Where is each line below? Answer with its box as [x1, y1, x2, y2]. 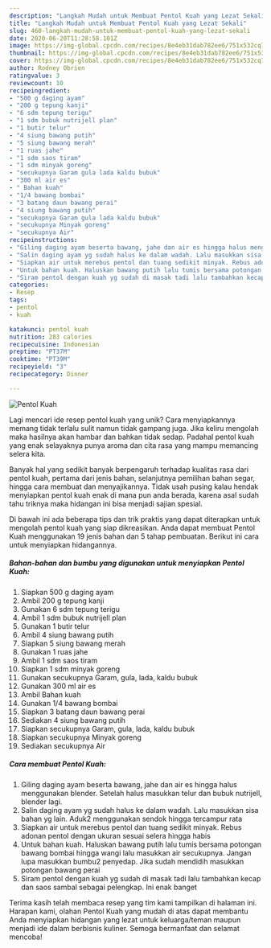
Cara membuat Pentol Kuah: [9, 759, 107, 769]
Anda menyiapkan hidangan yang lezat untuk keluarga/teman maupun [9, 914, 241, 925]
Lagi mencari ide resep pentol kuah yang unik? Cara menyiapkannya [9, 415, 236, 425]
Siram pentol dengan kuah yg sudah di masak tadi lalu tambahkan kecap [20, 873, 261, 883]
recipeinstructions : [9, 236, 79, 244]
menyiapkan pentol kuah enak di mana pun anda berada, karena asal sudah [9, 490, 260, 499]
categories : [9, 281, 49, 289]
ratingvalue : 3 [9, 72, 60, 80]
